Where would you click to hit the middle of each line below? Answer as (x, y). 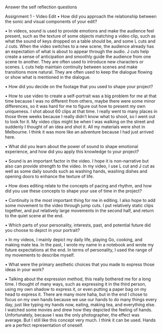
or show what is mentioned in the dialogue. (48, 77)
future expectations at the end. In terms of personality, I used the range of (79, 250)
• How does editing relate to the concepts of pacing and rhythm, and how (79, 186)
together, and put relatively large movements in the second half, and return (79, 211)
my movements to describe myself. (40, 255)
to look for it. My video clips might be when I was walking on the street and (80, 121)
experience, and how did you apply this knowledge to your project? (72, 151)
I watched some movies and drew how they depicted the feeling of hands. (79, 310)
